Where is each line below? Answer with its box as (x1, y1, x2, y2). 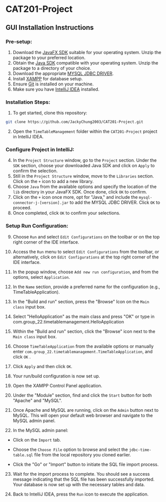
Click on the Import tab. (12, 437, 61, 442)
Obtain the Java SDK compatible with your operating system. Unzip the (12, 60, 159, 65)
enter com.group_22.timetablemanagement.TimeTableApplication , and (12, 348, 153, 354)
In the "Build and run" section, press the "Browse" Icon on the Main (12, 299, 150, 305)
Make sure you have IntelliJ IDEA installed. (12, 86, 100, 92)
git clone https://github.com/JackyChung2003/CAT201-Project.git (5, 120, 143, 125)
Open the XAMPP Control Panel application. (12, 382, 103, 388)
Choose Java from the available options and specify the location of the (12, 184, 157, 189)
